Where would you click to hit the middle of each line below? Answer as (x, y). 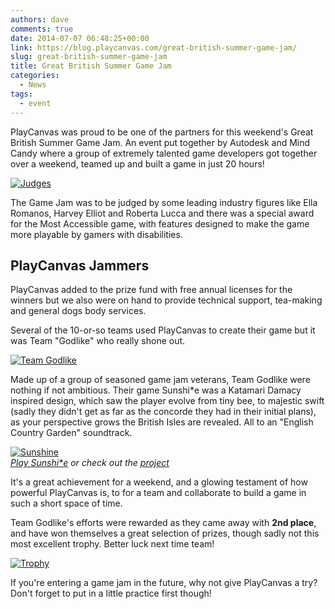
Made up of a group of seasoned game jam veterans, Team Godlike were (160, 380)
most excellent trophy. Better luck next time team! (112, 544)
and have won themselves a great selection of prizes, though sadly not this (165, 533)
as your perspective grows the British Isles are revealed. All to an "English (162, 422)
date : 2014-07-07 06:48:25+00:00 (80, 38)
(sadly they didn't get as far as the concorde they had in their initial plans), (163, 412)
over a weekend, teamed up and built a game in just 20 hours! (137, 163)
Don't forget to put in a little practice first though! (111, 593)
